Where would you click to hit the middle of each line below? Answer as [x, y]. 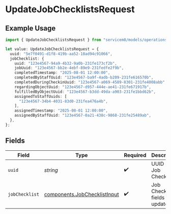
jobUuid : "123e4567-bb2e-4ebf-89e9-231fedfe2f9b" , [69, 68]
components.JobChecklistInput [82, 194]
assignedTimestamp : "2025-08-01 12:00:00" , [61, 111]
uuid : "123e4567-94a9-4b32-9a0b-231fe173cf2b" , [66, 63]
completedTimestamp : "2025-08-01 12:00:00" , [62, 73]
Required [135, 155]
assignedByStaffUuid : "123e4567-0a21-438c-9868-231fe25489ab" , [83, 116]
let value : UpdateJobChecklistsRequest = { [52, 49]
